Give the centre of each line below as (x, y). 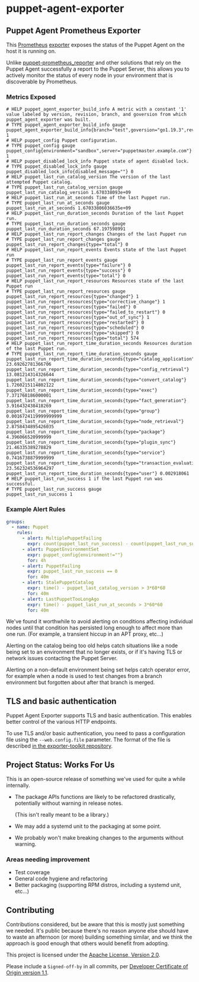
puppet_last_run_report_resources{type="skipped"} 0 (73, 333)
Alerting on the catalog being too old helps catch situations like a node (92, 646)
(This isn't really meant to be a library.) (62, 815)
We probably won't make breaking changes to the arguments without (99, 838)
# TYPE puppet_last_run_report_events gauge (62, 261)
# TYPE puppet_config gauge (41, 146)
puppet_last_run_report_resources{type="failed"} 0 (71, 307)
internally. (18, 785)
